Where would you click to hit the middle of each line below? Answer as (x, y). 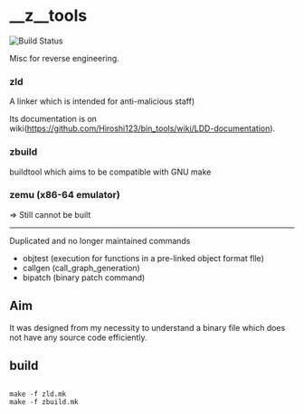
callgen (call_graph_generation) (81, 268)
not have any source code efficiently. (78, 337)
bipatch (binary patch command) (84, 278)
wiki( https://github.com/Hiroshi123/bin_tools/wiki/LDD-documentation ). (142, 128)
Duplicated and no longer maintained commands (100, 240)
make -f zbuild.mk (44, 402)
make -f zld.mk (38, 394)
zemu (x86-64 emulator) (65, 195)
